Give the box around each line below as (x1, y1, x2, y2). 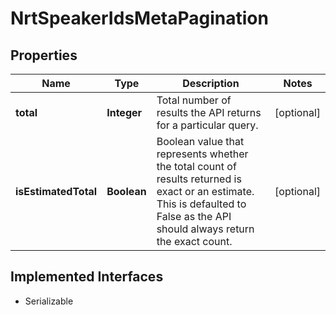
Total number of (156, 93, 232, 107)
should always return (156, 222, 255, 236)
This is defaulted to (156, 197, 247, 211)
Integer (106, 106, 143, 119)
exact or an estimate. (156, 185, 255, 198)
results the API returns (156, 106, 262, 119)
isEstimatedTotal (15, 185, 98, 198)
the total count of (156, 160, 237, 173)
